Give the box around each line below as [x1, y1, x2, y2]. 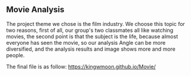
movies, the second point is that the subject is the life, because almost [6, 32, 178, 40]
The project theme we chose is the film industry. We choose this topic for [6, 20, 185, 27]
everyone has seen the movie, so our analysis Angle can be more [6, 39, 166, 46]
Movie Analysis [6, 5, 65, 15]
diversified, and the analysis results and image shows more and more [6, 45, 176, 52]
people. [6, 51, 25, 58]
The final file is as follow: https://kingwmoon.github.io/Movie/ [6, 63, 156, 70]
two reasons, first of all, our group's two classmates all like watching [6, 27, 174, 34]
